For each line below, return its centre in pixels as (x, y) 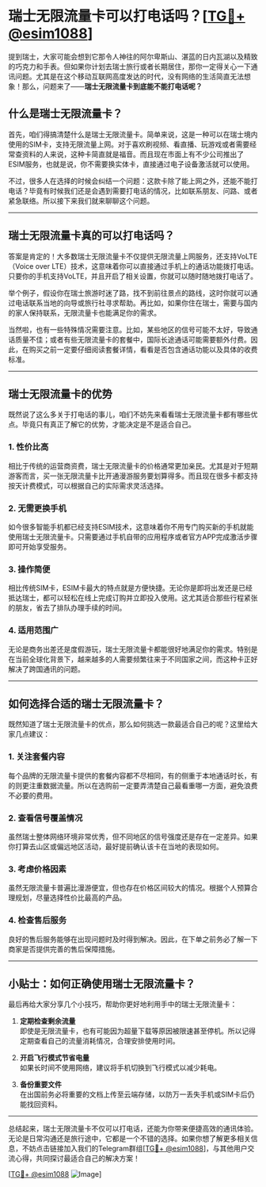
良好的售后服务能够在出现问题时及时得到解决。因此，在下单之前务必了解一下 (133, 939)
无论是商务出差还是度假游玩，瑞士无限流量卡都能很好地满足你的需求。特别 (129, 649)
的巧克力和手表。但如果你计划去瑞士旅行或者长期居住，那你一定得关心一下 (129, 66)
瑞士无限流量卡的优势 (60, 394)
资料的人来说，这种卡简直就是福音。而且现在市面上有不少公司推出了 (133, 154)
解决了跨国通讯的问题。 (46, 669)
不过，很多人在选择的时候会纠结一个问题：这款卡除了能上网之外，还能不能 (129, 181)
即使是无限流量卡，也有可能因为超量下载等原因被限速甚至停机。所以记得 (137, 1031)
